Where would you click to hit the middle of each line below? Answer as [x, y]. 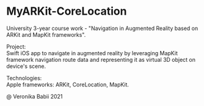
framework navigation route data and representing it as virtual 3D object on [101, 59]
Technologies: [24, 78]
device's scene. [26, 66]
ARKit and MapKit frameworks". [46, 34]
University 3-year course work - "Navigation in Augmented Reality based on [102, 28]
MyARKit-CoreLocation [67, 11]
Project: [16, 47]
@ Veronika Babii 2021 [35, 96]
